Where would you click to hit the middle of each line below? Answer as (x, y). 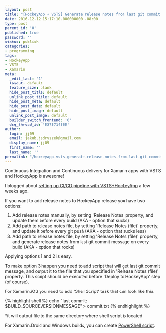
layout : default (26, 83)
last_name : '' (24, 152)
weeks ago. (17, 191)
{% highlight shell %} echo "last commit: (46, 301)
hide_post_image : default (36, 111)
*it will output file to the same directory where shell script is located (74, 315)
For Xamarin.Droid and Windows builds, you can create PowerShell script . (80, 325)
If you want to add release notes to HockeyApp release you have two (75, 200)
